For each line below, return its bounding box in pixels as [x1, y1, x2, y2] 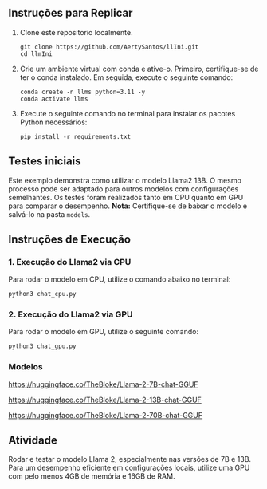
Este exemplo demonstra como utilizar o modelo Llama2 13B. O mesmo [8, 175, 241, 185]
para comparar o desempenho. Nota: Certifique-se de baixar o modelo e [8, 201, 248, 211]
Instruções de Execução [8, 233, 132, 246]
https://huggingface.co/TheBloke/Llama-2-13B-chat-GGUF [8, 395, 202, 404]
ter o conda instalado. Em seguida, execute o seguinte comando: [19, 72, 234, 82]
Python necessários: [19, 117, 88, 127]
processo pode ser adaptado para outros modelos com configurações [8, 183, 239, 194]
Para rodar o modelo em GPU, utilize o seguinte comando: [8, 327, 199, 337]
